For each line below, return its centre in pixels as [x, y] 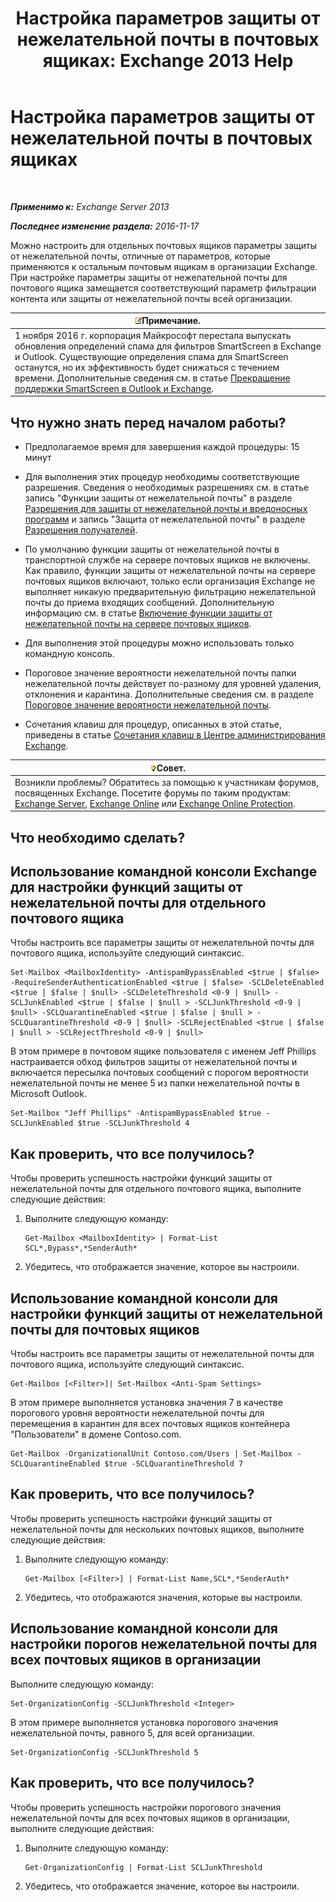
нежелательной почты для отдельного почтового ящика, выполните [156, 1189]
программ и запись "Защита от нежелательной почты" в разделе [165, 519]
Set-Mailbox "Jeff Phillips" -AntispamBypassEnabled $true [136, 1113]
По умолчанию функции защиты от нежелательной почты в [152, 549]
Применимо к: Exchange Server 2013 [90, 206]
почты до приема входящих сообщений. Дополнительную [149, 602]
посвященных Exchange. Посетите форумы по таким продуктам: [152, 793]
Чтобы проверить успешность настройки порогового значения [146, 1807]
